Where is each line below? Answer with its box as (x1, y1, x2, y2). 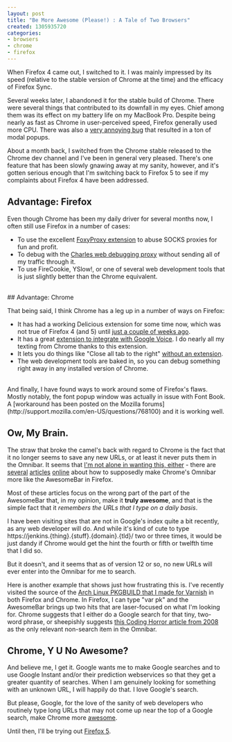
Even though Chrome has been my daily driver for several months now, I (7, 214, 213, 223)
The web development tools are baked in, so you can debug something (17, 357, 220, 365)
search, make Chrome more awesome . (7, 714, 118, 722)
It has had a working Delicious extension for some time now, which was (17, 320, 222, 328)
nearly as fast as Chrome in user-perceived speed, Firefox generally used (7, 118, 217, 126)
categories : (7, 29, 42, 37)
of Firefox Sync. (7, 83, 53, 91)
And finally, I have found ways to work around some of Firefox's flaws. (7, 385, 208, 393)
